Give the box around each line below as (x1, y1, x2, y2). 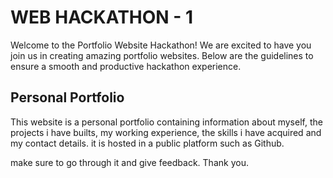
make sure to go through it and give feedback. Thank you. (10, 156, 249, 168)
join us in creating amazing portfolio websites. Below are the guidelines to (10, 49, 314, 61)
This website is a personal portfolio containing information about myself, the (10, 116, 323, 128)
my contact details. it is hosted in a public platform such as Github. (10, 137, 285, 149)
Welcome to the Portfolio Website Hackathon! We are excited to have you (10, 39, 312, 51)
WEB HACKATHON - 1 (10, 6, 194, 29)
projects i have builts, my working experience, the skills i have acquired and (10, 126, 322, 138)
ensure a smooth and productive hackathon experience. (10, 60, 242, 72)
